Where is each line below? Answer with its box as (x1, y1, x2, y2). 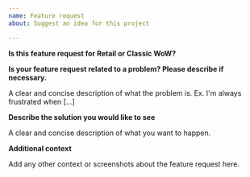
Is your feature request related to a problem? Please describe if (8, 64, 224, 73)
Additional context (8, 143, 73, 153)
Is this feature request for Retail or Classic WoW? (8, 48, 176, 58)
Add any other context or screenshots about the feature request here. (8, 158, 240, 169)
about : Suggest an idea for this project (8, 19, 150, 27)
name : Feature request (8, 11, 85, 20)
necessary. (8, 72, 47, 82)
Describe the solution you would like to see (8, 112, 156, 121)
